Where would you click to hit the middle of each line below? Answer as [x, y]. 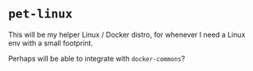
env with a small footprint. [51, 43]
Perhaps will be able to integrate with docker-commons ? [97, 58]
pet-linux [41, 14]
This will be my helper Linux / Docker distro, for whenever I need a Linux [127, 34]
